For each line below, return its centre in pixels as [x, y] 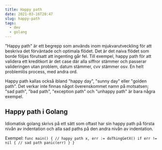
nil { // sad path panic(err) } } [40, 143]
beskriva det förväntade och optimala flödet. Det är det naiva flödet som [77, 51]
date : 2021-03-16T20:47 [29, 14]
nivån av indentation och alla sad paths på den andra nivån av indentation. [79, 129]
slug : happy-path [23, 18]
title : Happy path [24, 9]
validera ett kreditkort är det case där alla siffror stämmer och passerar [76, 61]
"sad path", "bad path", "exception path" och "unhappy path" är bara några [80, 91]
